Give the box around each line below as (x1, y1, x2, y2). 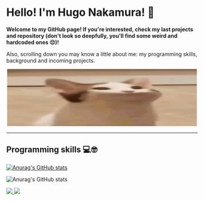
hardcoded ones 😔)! (6, 38, 59, 46)
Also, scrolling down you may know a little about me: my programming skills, (6, 50, 197, 57)
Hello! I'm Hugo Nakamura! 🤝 (6, 5, 155, 19)
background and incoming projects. (6, 57, 95, 64)
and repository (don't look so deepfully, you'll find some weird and (6, 32, 178, 39)
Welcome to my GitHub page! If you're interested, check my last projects (6, 26, 194, 33)
